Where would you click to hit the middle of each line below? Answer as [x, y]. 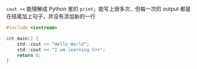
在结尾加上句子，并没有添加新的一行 [51, 16]
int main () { [22, 38]
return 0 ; [29, 55]
